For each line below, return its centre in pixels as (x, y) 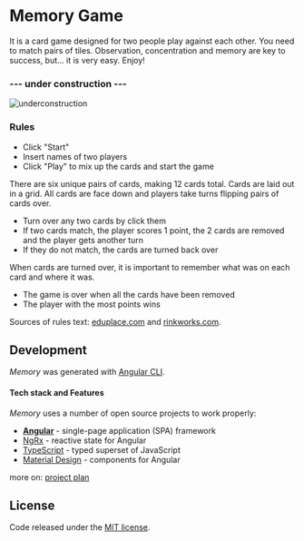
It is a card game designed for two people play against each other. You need (152, 41)
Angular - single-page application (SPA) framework (119, 430)
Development (49, 350)
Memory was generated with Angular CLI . (87, 372)
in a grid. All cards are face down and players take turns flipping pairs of (144, 193)
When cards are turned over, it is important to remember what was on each (150, 267)
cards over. (30, 203)
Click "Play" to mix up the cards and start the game (118, 166)
